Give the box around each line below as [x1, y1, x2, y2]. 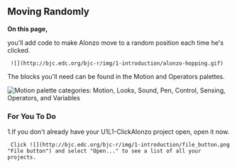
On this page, [7, 24, 48, 33]
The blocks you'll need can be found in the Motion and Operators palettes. [7, 72, 225, 80]
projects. [7, 154, 37, 161]
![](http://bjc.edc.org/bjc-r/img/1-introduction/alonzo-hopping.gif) [10, 60, 224, 67]
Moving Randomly [7, 6, 90, 18]
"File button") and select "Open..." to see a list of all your [7, 147, 202, 155]
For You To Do [7, 111, 57, 121]
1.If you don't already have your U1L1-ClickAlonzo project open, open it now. [7, 127, 230, 136]
